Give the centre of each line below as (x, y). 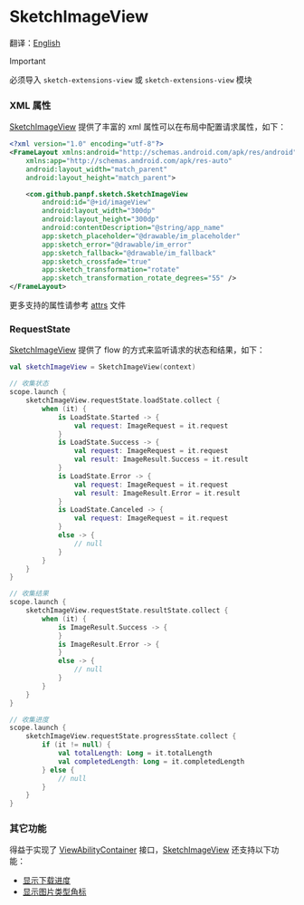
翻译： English (35, 43)
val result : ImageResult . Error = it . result (157, 493)
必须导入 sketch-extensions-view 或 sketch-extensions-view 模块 (131, 80)
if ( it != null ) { (76, 745)
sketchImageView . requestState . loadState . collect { (123, 400)
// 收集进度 (29, 719)
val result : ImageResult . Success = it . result (161, 459)
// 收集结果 (29, 594)
